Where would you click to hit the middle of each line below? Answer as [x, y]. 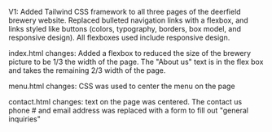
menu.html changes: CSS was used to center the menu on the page [122, 86]
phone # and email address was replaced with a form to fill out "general [128, 110]
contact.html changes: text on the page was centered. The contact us [125, 102]
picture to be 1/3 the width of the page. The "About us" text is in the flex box [136, 62]
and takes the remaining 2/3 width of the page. [87, 70]
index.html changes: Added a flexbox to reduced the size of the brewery [129, 53]
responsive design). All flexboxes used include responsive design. [119, 37]
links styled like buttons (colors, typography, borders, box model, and [125, 29]
